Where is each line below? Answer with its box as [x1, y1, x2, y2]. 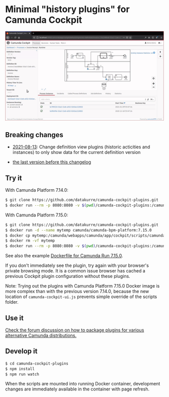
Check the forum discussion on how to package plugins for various [5, 327, 144, 333]
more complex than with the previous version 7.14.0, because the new [5, 289, 149, 295]
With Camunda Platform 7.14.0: [5, 187, 69, 193]
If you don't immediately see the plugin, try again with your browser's [5, 262, 149, 268]
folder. [5, 299, 19, 305]
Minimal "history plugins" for [5, 4, 130, 15]
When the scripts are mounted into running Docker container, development [5, 381, 160, 387]
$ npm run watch [5, 372, 39, 377]
